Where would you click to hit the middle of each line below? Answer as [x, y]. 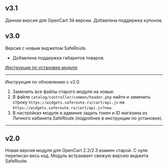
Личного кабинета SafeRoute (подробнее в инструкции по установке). [87, 118]
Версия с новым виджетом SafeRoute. [46, 48]
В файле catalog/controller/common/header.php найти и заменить [81, 96]
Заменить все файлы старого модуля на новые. [63, 91]
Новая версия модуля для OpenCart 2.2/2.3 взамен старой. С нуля [76, 150]
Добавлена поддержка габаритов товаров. [58, 57]
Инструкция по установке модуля [41, 67]
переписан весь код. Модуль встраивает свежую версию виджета [77, 156]
